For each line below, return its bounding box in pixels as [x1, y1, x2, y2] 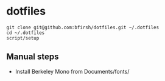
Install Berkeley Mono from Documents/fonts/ [15, 68, 130, 75]
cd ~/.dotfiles [6, 29, 45, 36]
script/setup [6, 35, 40, 41]
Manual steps [6, 52, 59, 62]
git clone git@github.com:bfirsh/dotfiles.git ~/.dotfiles [6, 24, 160, 30]
